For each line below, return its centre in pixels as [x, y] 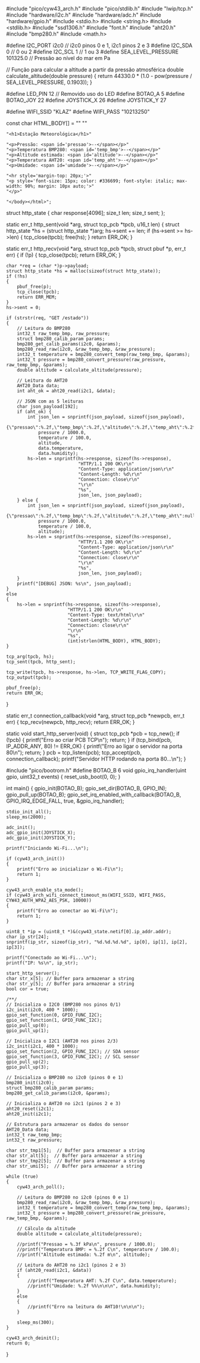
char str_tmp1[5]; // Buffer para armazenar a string [76, 1150]
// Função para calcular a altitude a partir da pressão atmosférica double [95, 70]
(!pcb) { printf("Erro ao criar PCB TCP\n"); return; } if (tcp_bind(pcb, [89, 740]
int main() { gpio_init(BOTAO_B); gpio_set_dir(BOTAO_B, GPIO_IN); [87, 788]
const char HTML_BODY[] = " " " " [47, 123]
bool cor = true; [28, 989]
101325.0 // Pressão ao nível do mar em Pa [58, 58]
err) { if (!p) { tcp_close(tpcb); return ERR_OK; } [63, 255]
